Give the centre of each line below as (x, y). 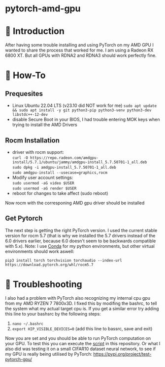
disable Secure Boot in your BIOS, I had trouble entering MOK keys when (86, 120)
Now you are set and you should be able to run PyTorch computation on (78, 338)
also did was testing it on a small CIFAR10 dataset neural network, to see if (81, 349)
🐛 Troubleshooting (44, 284)
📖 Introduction (35, 31)
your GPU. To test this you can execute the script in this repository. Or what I (83, 343)
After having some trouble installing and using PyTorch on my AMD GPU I (79, 45)
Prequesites (24, 94)
